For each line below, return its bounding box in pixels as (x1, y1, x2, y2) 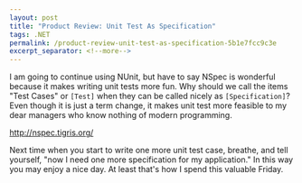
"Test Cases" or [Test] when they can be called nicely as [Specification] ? (9, 91, 291, 102)
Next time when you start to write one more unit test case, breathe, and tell (9, 145, 288, 156)
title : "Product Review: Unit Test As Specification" (9, 22, 217, 31)
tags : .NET (9, 30, 51, 39)
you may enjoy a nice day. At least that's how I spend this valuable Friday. (9, 164, 284, 175)
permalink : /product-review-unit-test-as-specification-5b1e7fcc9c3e (9, 38, 278, 48)
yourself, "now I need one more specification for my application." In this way (9, 154, 294, 165)
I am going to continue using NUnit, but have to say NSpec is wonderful (9, 71, 276, 82)
